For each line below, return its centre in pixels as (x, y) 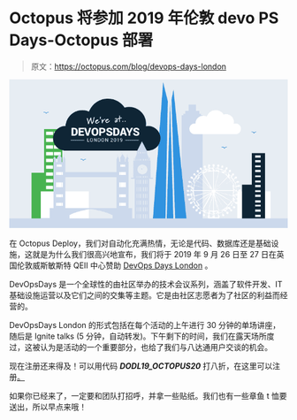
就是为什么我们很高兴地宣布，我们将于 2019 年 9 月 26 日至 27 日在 (154, 255)
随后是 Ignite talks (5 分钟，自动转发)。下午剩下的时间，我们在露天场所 (138, 336)
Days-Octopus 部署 (81, 40)
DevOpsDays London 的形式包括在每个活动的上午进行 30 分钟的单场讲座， (145, 325)
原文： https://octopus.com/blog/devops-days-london (129, 66)
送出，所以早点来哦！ (48, 407)
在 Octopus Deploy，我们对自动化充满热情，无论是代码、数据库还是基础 (140, 243)
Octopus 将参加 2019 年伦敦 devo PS (144, 18)
